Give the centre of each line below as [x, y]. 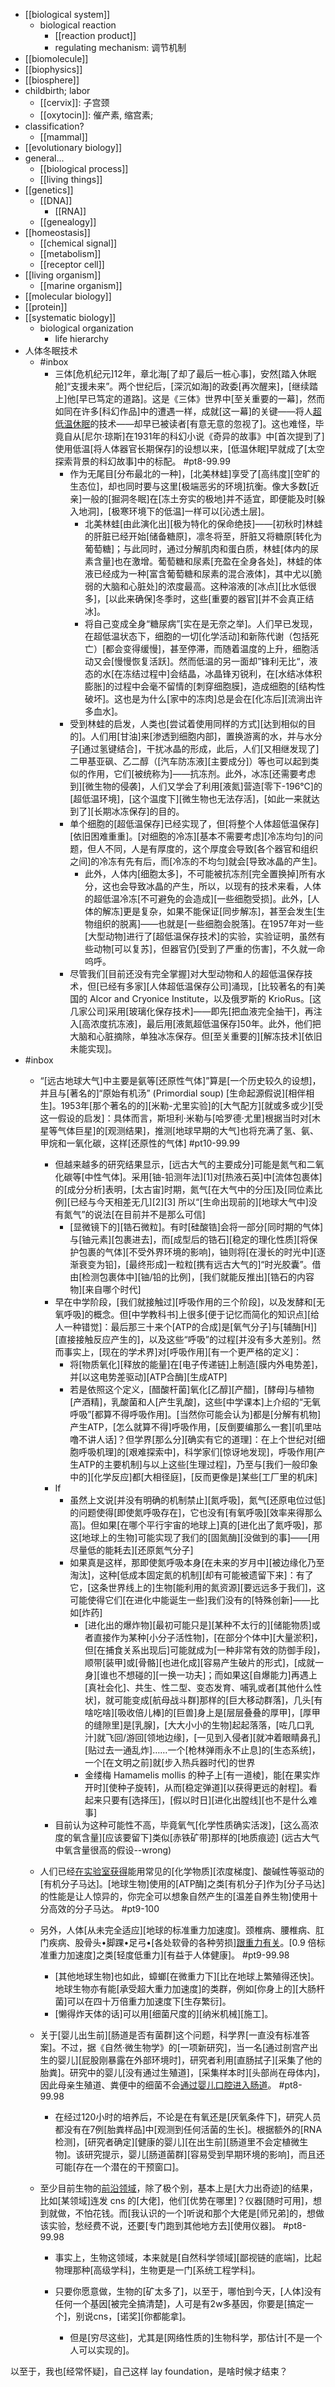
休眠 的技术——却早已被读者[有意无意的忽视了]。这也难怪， [194, 423]
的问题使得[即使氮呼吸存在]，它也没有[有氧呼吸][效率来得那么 [196, 1512]
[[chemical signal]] [78, 243]
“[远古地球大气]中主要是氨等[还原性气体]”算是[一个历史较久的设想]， [180, 1080]
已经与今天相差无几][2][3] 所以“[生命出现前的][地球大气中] [189, 1202]
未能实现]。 [93, 1048]
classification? [54, 126]
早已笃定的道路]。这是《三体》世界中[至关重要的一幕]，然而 [201, 398]
